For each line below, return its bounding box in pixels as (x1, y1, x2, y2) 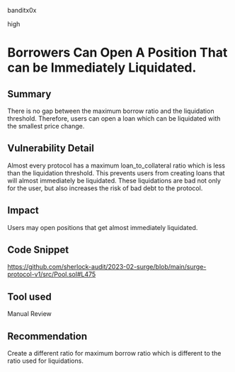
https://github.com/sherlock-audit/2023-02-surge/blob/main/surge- (7, 263, 207, 271)
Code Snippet (7, 244, 69, 256)
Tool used (7, 290, 52, 302)
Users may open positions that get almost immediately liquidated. (7, 223, 198, 231)
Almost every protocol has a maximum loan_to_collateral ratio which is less (7, 161, 225, 170)
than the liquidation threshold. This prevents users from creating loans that (7, 168, 225, 177)
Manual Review (7, 310, 52, 318)
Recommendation (7, 330, 87, 342)
